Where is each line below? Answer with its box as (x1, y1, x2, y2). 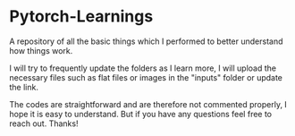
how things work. (9, 45, 73, 55)
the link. (9, 81, 38, 92)
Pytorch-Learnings (9, 6, 154, 27)
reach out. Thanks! (9, 118, 79, 129)
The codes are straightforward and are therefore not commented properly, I (9, 98, 288, 109)
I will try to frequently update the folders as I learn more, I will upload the (9, 63, 277, 73)
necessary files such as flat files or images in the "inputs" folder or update (9, 72, 283, 82)
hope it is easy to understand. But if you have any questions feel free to (9, 108, 273, 119)
